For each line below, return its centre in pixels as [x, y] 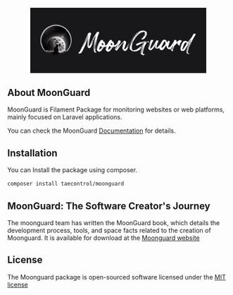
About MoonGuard [49, 93]
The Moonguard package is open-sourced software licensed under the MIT [117, 277]
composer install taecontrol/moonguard [66, 184]
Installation [32, 153]
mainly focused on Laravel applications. [65, 117]
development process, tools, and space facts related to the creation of [109, 230]
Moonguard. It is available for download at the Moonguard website [103, 238]
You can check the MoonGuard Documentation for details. [92, 131]
